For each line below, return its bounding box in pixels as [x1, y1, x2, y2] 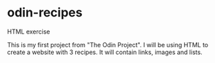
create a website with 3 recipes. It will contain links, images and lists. [7, 48, 203, 56]
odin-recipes [7, 5, 83, 21]
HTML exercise [7, 27, 50, 36]
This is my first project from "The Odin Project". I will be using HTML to [7, 40, 209, 49]
